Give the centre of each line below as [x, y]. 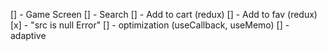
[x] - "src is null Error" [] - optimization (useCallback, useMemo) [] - [150, 25]
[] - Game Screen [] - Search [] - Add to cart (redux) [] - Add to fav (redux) [164, 14]
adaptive [28, 35]
